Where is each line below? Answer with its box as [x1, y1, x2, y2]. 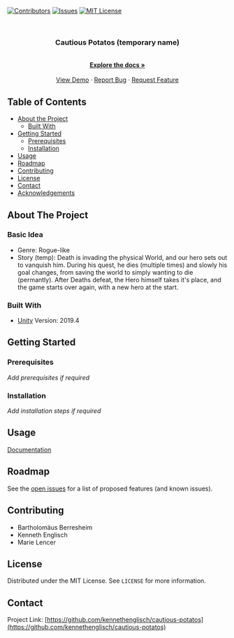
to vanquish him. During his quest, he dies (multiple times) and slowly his [17, 261, 228, 269]
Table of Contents [7, 96, 87, 108]
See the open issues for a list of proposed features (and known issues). [7, 484, 213, 493]
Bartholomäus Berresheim [17, 523, 93, 531]
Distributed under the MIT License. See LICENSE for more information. [7, 577, 206, 585]
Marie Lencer [17, 538, 56, 546]
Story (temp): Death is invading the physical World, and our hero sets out [17, 253, 228, 261]
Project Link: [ [7, 616, 47, 624]
